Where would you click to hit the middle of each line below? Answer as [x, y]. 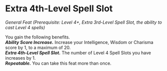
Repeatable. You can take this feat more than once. [58, 63]
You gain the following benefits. [38, 37]
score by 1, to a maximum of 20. [38, 47]
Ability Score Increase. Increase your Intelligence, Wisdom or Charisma [79, 42]
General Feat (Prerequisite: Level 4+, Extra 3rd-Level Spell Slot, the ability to [83, 22]
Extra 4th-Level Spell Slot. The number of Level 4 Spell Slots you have [78, 53]
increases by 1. [20, 58]
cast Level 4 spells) [25, 27]
